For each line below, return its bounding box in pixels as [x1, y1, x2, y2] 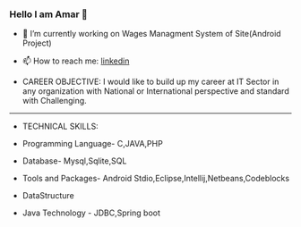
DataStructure [21, 190, 74, 201]
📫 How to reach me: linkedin [21, 55, 130, 66]
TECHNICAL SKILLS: [21, 121, 99, 132]
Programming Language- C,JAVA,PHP [21, 139, 163, 149]
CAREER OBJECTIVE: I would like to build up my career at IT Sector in [21, 76, 279, 88]
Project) [21, 38, 52, 48]
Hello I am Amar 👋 [9, 8, 88, 21]
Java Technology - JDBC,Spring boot [21, 207, 161, 218]
